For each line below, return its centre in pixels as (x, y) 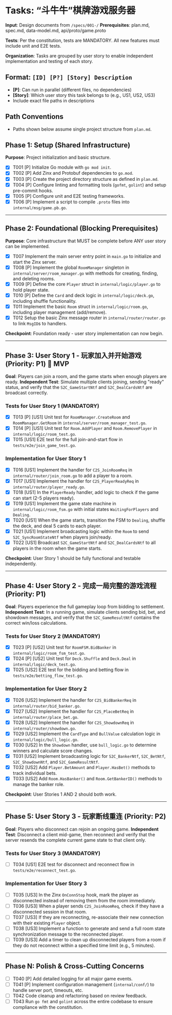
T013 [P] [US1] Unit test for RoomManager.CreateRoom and (71, 417)
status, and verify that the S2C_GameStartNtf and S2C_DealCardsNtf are (79, 387)
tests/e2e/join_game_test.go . (45, 445)
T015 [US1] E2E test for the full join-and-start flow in (68, 440)
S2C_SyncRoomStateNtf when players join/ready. (62, 537)
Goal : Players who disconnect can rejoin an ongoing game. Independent (82, 829)
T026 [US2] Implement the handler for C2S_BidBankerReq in (74, 700)
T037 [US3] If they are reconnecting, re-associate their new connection (88, 917)
